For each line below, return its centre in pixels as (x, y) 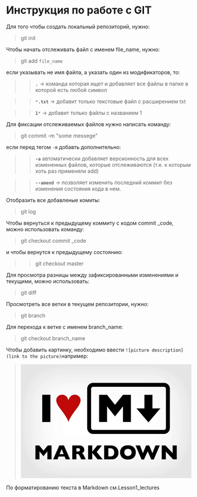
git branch (33, 315)
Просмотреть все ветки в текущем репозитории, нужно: (77, 304)
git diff (29, 292)
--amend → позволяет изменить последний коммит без (103, 182)
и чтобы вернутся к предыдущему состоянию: (65, 252)
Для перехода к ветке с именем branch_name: (65, 327)
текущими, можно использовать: (48, 281)
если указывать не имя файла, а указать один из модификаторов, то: (93, 72)
